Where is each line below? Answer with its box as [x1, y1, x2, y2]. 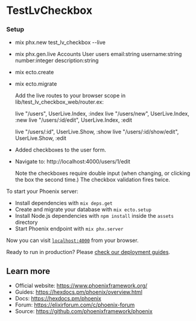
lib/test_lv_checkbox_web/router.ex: [14, 98, 104, 106]
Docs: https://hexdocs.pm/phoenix [14, 295, 101, 302]
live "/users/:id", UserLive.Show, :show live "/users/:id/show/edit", [14, 128, 179, 136]
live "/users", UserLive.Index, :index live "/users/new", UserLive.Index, [14, 110, 190, 118]
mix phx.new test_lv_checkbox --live [14, 39, 106, 46]
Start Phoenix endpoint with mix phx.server [14, 225, 124, 232]
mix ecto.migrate [14, 80, 57, 87]
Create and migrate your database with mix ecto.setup [14, 206, 152, 213]
